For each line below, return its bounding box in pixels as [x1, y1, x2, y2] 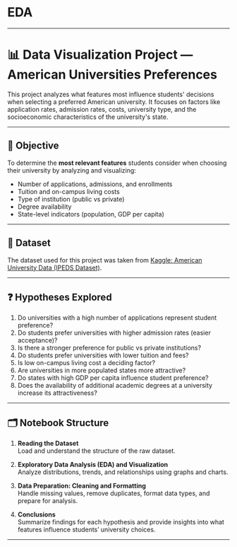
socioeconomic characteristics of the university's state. [7, 113, 169, 121]
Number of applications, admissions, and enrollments [17, 180, 173, 188]
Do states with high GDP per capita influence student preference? [17, 374, 209, 382]
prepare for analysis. [17, 497, 78, 505]
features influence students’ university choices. [17, 525, 156, 534]
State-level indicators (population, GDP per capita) [17, 209, 164, 218]
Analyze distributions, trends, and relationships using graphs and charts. [17, 468, 229, 476]
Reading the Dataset [17, 439, 79, 448]
